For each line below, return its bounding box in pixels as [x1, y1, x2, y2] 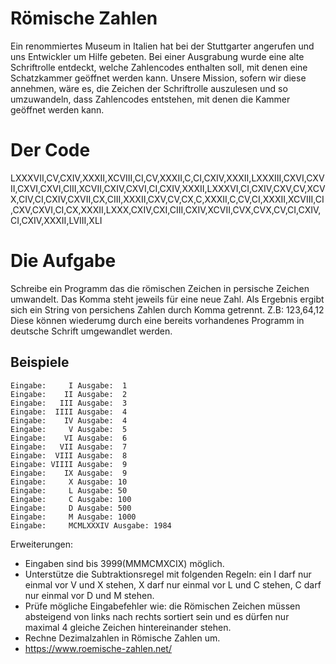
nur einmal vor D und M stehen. [24, 589, 155, 601]
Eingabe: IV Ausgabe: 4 [10, 415, 128, 426]
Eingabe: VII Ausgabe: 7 [10, 442, 128, 452]
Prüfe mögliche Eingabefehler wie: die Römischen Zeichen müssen [24, 600, 301, 612]
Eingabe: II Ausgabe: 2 [10, 389, 128, 399]
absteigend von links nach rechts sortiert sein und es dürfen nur [24, 610, 290, 622]
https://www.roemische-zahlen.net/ [24, 642, 172, 654]
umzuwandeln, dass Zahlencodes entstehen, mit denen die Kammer [10, 93, 291, 105]
